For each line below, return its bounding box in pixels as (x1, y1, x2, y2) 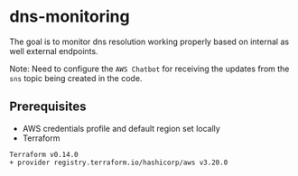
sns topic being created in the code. (9, 72, 143, 83)
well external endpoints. (9, 45, 98, 56)
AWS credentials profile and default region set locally (22, 123, 221, 134)
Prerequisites (9, 99, 87, 115)
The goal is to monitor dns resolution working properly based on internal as (9, 36, 290, 47)
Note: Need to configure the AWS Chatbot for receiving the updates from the (9, 63, 290, 74)
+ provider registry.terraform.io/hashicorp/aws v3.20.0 (9, 158, 228, 167)
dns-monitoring (9, 6, 130, 27)
